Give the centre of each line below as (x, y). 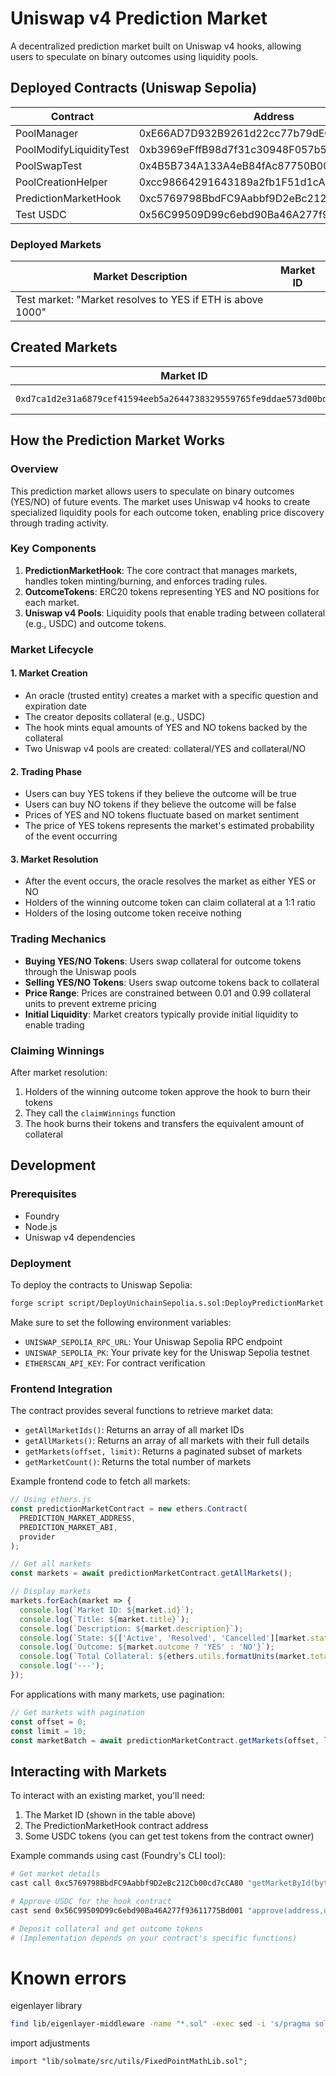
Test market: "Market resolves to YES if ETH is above (139, 300)
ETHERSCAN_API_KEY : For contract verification (115, 1363)
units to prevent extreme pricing (90, 1003)
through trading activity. (60, 523)
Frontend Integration (61, 1389)
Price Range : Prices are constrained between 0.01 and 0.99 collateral (168, 993)
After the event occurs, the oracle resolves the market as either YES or (170, 881)
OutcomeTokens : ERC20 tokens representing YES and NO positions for (172, 591)
